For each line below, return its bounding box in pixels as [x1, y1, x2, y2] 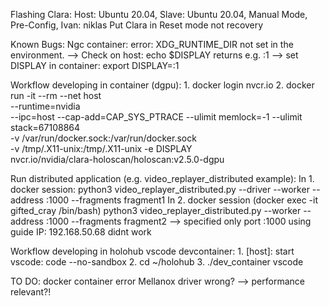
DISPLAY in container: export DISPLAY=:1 [10, 60, 180, 71]
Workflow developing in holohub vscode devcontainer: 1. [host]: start [10, 245, 295, 257]
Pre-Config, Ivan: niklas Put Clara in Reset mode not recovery [10, 19, 264, 31]
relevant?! [10, 286, 52, 298]
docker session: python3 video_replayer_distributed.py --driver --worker [10, 184, 310, 195]
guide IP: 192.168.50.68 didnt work [10, 226, 152, 238]
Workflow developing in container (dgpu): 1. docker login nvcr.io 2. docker [10, 79, 315, 91]
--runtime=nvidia [10, 100, 81, 112]
